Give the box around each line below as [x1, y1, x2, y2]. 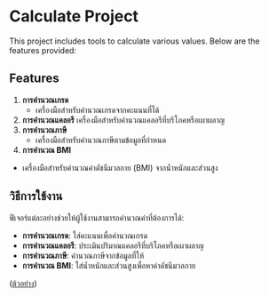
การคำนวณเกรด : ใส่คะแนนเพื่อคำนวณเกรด [21, 229, 148, 241]
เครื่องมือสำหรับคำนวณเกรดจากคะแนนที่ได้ [35, 104, 160, 115]
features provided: [9, 44, 77, 55]
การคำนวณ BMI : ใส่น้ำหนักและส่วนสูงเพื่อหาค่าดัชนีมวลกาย [21, 260, 196, 270]
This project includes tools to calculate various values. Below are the [9, 36, 260, 46]
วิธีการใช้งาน [9, 189, 63, 204]
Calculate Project [9, 6, 139, 27]
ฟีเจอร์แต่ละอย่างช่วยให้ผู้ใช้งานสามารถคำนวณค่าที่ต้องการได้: [9, 212, 185, 223]
